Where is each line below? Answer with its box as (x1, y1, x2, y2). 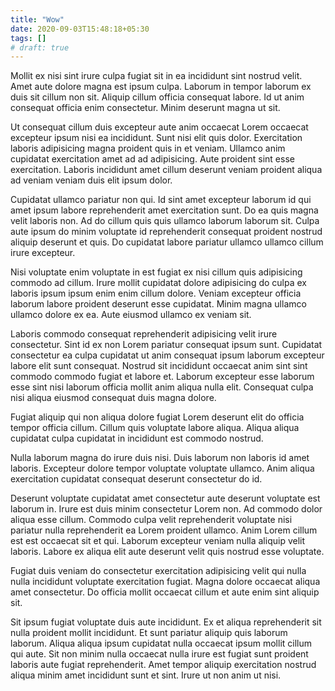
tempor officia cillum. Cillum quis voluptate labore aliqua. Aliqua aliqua (10, 422, 300, 434)
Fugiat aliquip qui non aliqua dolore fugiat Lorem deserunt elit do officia (10, 411, 305, 423)
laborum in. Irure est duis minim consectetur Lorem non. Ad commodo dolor (10, 503, 323, 515)
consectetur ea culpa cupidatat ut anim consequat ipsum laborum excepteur (10, 349, 325, 361)
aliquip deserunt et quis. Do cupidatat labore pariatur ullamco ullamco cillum (10, 236, 324, 248)
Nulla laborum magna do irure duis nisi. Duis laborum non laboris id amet (10, 452, 310, 464)
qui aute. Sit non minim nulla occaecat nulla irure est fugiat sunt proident (10, 648, 309, 660)
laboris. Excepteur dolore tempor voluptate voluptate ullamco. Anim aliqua (10, 462, 315, 475)
